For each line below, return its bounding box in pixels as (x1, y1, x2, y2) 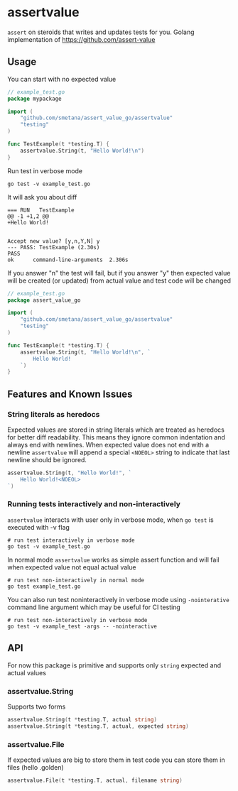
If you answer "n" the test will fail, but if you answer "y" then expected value (7, 268, 231, 277)
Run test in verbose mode (7, 166, 83, 175)
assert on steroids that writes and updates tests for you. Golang (7, 28, 195, 36)
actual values (7, 668, 46, 677)
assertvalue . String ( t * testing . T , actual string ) (7, 716, 158, 723)
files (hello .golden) (7, 763, 64, 772)
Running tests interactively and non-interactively (7, 499, 181, 509)
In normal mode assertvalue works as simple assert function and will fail (7, 555, 220, 564)
